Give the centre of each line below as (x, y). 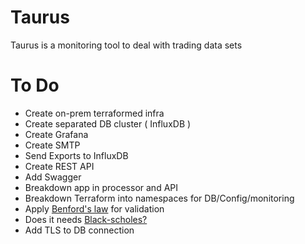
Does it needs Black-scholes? (86, 219)
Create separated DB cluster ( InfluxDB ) (108, 123)
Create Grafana (56, 134)
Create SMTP (52, 145)
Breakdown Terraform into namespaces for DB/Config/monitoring (159, 198)
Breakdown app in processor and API (101, 187)
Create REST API (59, 166)
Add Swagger (53, 177)
